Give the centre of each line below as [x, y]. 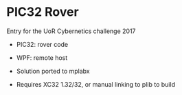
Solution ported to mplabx [53, 71]
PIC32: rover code [42, 44]
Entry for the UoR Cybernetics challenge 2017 [71, 31]
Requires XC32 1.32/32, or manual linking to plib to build [96, 84]
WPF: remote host [42, 57]
